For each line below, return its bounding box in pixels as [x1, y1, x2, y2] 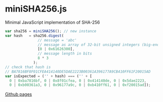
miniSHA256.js [5, 3, 67, 15]
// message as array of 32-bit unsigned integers [37, 42, 140, 47]
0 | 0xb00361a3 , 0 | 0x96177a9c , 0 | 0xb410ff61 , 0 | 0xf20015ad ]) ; [9, 83, 151, 87]
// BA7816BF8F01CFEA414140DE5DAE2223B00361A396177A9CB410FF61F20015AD [5, 69, 151, 74]
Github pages [5, 91, 33, 97]
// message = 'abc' [37, 38, 77, 43]
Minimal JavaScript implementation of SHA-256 [5, 19, 100, 25]
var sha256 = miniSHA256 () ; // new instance [5, 29, 97, 33]
